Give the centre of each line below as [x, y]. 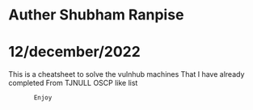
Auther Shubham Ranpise [96, 15]
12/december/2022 [75, 52]
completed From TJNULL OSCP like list [73, 83]
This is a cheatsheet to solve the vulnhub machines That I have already [126, 74]
